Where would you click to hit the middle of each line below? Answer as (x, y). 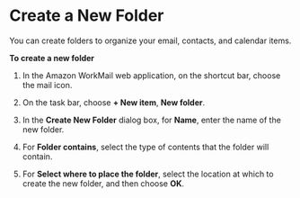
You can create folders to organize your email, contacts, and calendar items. (150, 40)
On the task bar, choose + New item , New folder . (114, 102)
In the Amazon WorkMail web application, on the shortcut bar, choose (151, 75)
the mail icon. (47, 85)
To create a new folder (52, 58)
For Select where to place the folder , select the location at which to (148, 174)
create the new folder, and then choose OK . (103, 183)
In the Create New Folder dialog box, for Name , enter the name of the (151, 120)
